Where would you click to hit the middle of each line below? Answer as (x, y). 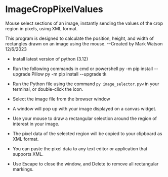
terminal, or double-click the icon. (48, 89)
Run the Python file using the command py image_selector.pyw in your (86, 84)
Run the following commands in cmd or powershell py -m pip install (83, 69)
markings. (23, 169)
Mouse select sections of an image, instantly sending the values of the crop (84, 23)
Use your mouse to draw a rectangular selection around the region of (85, 118)
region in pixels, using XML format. (41, 28)
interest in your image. (36, 124)
